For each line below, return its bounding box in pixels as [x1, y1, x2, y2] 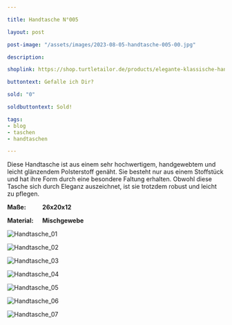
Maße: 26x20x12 [7, 203, 72, 212]
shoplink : [7, 66, 36, 73]
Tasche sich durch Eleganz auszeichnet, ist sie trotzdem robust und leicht [7, 183, 217, 191]
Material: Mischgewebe [7, 216, 84, 225]
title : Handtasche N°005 [7, 16, 79, 23]
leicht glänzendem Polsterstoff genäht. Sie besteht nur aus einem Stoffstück [7, 167, 224, 176]
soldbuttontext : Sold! [7, 104, 72, 111]
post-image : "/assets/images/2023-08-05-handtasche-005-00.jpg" [7, 41, 196, 48]
